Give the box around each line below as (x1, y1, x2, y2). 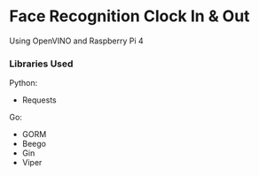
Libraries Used (9, 57, 74, 70)
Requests (21, 95, 57, 105)
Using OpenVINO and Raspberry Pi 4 (9, 35, 144, 46)
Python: (9, 78, 38, 88)
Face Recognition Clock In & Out (9, 6, 250, 27)
